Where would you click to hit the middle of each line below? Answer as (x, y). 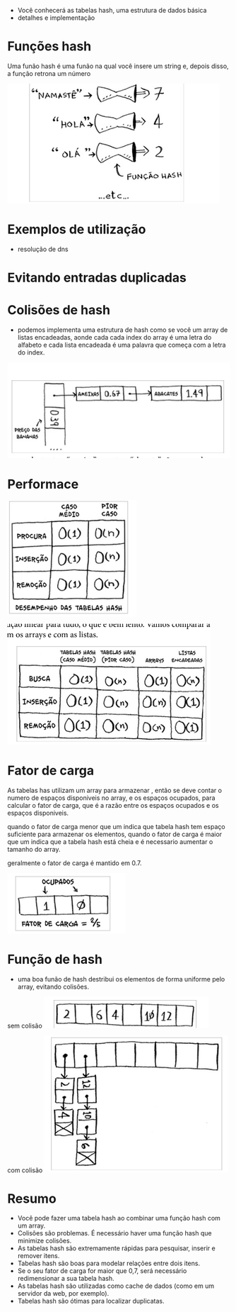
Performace (43, 484)
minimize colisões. (45, 1241)
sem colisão (25, 1025)
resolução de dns (43, 249)
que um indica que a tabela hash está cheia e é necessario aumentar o (110, 841)
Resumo (32, 1199)
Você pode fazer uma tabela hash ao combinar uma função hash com (119, 1218)
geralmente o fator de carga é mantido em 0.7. (75, 863)
